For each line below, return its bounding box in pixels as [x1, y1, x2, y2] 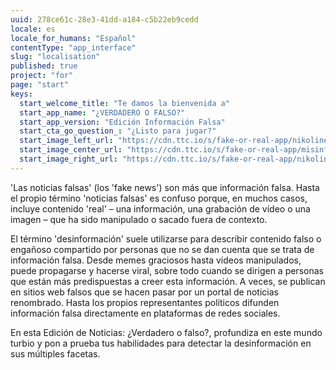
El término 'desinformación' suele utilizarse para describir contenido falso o [10, 232, 322, 245]
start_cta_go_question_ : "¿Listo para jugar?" [19, 126, 217, 136]
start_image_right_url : [19, 154, 118, 164]
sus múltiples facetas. [10, 347, 101, 360]
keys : [10, 89, 33, 99]
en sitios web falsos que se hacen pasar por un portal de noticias [10, 286, 279, 298]
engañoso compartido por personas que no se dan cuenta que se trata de [10, 243, 315, 255]
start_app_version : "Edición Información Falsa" [19, 117, 226, 127]
